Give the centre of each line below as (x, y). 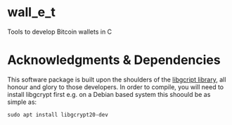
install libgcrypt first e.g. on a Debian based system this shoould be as (109, 94)
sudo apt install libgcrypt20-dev (58, 114)
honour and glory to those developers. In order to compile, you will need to (115, 87)
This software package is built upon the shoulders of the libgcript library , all (117, 79)
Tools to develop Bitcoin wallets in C (60, 32)
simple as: (22, 102)
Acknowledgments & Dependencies (114, 60)
